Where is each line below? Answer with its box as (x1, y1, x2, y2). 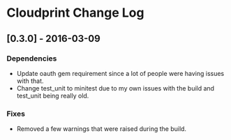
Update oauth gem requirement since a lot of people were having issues (16, 69, 225, 77)
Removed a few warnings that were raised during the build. (16, 125, 186, 133)
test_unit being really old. (16, 91, 89, 100)
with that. (16, 77, 44, 85)
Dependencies (6, 54, 57, 63)
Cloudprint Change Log (6, 5, 144, 21)
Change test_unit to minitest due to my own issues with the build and (16, 84, 214, 92)
